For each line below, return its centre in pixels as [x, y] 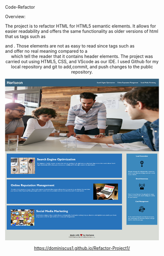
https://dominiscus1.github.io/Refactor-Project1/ [82, 248]
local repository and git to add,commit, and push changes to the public [82, 67]
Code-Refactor [20, 7]
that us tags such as [25, 36]
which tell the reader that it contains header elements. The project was [82, 56]
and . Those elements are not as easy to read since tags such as [70, 46]
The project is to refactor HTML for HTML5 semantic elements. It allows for [81, 26]
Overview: [15, 16]
